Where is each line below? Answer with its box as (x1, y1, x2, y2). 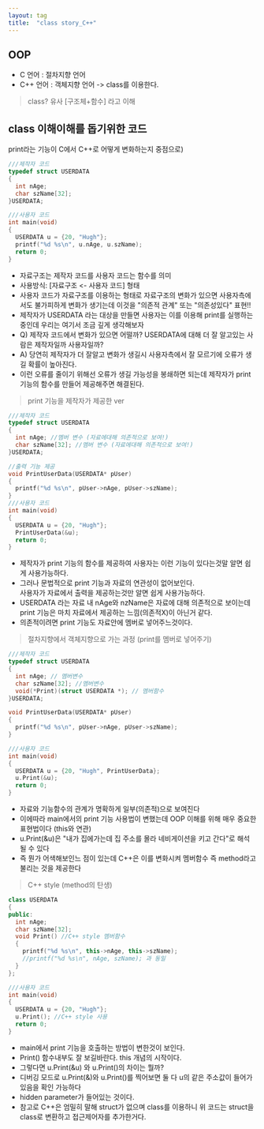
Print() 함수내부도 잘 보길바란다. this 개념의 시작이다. (19, 1052, 182, 1062)
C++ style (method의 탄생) (27, 880, 113, 889)
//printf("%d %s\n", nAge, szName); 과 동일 (22, 955, 166, 962)
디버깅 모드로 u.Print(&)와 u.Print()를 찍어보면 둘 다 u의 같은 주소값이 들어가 (19, 1072, 253, 1082)
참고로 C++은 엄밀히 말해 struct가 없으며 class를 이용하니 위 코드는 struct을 (19, 1102, 255, 1112)
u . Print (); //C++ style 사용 (15, 1013, 108, 1021)
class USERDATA (8, 896, 58, 904)
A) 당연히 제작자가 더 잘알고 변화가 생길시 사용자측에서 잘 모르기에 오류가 (19, 349, 244, 359)
